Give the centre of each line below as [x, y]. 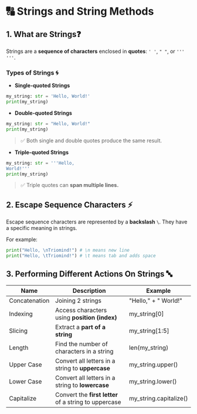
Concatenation [29, 301]
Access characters [81, 310]
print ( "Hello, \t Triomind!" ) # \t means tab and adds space [81, 256]
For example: [22, 239]
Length [19, 348]
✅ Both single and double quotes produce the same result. [91, 141]
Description [89, 291]
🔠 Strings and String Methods [80, 11]
